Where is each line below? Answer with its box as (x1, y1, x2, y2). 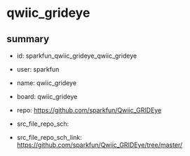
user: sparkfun (16, 65, 60, 73)
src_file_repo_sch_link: (16, 134, 82, 141)
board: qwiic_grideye (16, 93, 78, 100)
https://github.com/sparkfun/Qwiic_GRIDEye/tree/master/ (16, 141, 183, 149)
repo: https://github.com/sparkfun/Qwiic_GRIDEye (16, 106, 162, 114)
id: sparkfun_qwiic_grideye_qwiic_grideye (16, 51, 137, 60)
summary (6, 33, 50, 45)
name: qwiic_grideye (16, 79, 77, 87)
